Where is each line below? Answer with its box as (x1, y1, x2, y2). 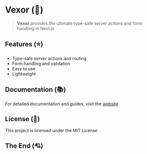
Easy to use (12, 65, 35, 72)
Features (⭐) (5, 40, 44, 48)
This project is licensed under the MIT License (5, 128, 98, 134)
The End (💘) (5, 141, 44, 150)
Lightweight (12, 71, 36, 77)
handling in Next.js (16, 25, 54, 31)
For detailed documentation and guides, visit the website (5, 101, 118, 107)
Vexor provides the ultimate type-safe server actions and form (16, 20, 142, 26)
